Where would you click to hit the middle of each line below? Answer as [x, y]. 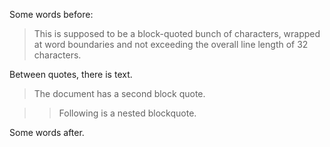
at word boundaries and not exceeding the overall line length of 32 [171, 44]
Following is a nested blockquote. [127, 113]
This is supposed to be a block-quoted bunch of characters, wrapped [177, 33]
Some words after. [47, 132]
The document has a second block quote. [119, 93]
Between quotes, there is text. [71, 74]
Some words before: [51, 14]
